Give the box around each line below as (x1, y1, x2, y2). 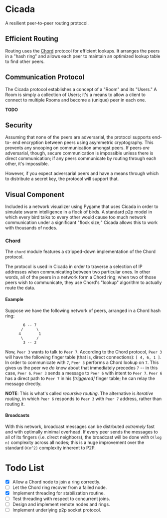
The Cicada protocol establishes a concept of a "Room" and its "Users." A (5, 86, 157, 92)
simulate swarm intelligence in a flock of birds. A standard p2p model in (5, 209, 153, 215)
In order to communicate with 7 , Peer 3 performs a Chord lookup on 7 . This (5, 359, 159, 365)
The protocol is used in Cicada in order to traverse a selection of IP (5, 263, 143, 269)
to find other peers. (5, 58, 45, 64)
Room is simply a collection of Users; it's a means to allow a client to (5, 91, 146, 97)
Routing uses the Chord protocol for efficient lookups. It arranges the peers (5, 47, 160, 53)
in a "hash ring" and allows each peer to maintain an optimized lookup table (5, 53, 161, 59)
